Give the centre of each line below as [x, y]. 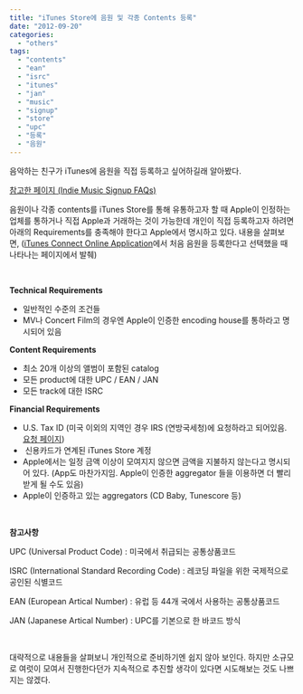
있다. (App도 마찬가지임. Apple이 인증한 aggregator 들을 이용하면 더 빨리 [161, 472]
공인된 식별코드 [36, 582]
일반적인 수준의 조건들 [62, 309]
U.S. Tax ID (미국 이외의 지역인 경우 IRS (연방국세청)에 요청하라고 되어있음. [155, 427]
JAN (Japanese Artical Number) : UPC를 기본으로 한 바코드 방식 [125, 620]
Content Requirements [53, 349]
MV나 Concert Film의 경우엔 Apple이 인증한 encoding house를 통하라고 [151, 320]
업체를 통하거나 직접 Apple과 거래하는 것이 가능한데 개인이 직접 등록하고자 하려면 [151, 220]
